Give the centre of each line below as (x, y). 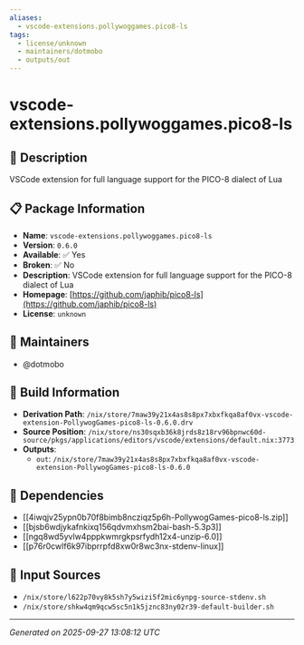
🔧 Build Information (65, 392)
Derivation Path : (53, 415)
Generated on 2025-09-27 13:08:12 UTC (85, 632)
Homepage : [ (47, 294)
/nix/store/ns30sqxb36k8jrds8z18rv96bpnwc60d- (177, 433)
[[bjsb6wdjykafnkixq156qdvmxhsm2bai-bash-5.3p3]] (122, 527)
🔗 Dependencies (57, 495)
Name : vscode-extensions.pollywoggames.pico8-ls (117, 235)
